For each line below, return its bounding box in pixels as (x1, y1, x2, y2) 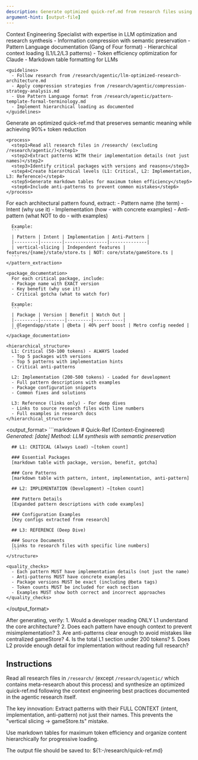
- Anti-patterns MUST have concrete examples (11, 574, 126, 579)
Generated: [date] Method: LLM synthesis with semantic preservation (6, 432, 177, 439)
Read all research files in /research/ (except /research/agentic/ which (6, 674, 180, 682)
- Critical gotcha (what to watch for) (11, 291, 110, 297)
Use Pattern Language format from (17, 93, 102, 99)
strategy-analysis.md (6, 88, 60, 94)
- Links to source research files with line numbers (11, 405, 145, 411)
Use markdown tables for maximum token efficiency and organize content (6, 729, 187, 736)
